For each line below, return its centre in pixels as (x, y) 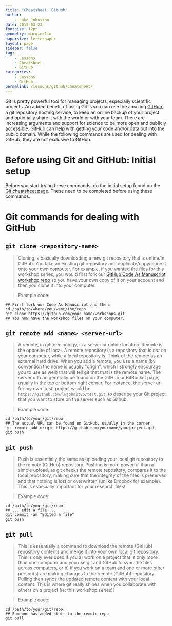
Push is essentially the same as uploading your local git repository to (90, 459)
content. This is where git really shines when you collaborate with (87, 584)
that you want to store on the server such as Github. (73, 399)
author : (14, 15)
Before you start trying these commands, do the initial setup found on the (83, 185)
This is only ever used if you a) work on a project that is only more (88, 557)
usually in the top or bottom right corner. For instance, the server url (90, 383)
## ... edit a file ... (31, 510)
